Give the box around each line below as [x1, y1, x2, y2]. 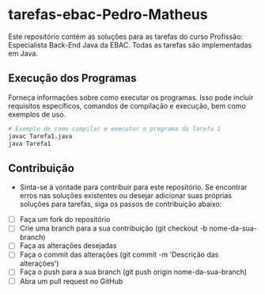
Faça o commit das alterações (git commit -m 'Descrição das [19, 250, 219, 259]
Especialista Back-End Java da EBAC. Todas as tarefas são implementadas [8, 40, 252, 49]
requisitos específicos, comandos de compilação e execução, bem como [8, 101, 247, 110]
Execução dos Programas [8, 71, 137, 85]
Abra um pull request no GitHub [19, 276, 123, 286]
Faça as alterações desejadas [19, 241, 117, 250]
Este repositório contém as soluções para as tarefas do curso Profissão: [8, 32, 244, 41]
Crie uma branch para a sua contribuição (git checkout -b [19, 223, 208, 233]
